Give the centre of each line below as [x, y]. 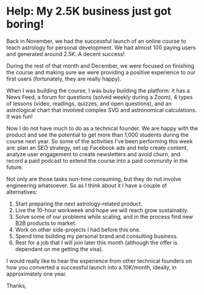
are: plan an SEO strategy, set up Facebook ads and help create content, [97, 147]
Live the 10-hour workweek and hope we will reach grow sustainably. [102, 210]
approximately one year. [37, 274]
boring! [25, 24]
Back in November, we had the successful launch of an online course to [97, 41]
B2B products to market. [46, 223]
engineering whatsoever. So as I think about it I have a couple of [87, 185]
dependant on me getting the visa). [59, 249]
